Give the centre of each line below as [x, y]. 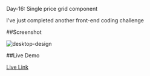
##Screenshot [24, 32]
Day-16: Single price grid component [52, 9]
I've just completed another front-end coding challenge [75, 20]
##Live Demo [23, 55]
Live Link [18, 67]
